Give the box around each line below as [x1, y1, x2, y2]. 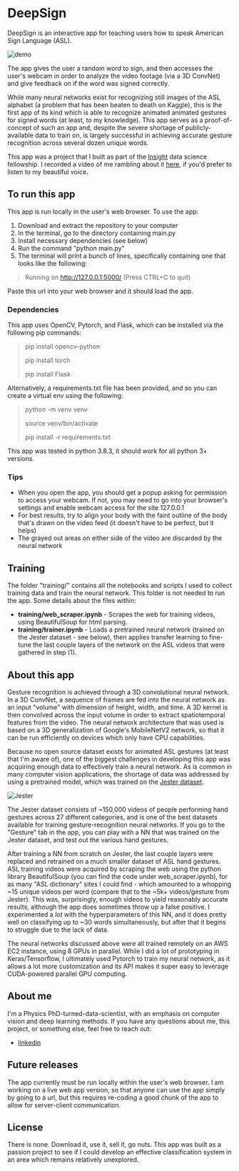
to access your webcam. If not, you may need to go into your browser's [17, 496, 228, 504]
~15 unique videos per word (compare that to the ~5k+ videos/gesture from [7, 887, 230, 896]
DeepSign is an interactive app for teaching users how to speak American [7, 29, 224, 37]
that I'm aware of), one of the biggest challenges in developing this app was [7, 754, 230, 763]
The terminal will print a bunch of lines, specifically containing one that [17, 251, 226, 260]
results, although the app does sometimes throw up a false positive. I [7, 902, 210, 911]
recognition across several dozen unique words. [7, 138, 149, 147]
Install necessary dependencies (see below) [17, 236, 148, 244]
